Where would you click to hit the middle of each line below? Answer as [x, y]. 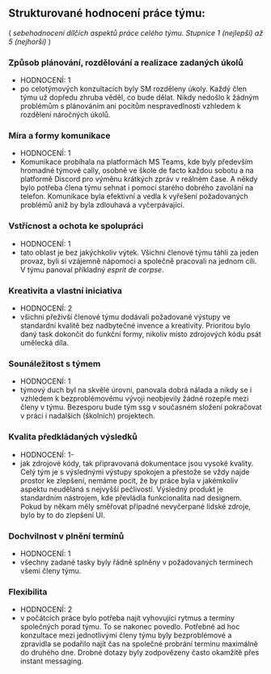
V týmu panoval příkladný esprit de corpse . [92, 269]
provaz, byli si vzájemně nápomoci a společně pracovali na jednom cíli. [138, 261]
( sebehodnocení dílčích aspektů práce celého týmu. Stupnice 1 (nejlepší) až [136, 32]
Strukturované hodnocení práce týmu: [107, 13]
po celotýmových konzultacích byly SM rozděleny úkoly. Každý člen [133, 89]
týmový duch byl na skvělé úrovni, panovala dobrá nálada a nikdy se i [136, 390]
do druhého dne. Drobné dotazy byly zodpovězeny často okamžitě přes [140, 653]
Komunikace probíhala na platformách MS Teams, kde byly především [136, 162]
